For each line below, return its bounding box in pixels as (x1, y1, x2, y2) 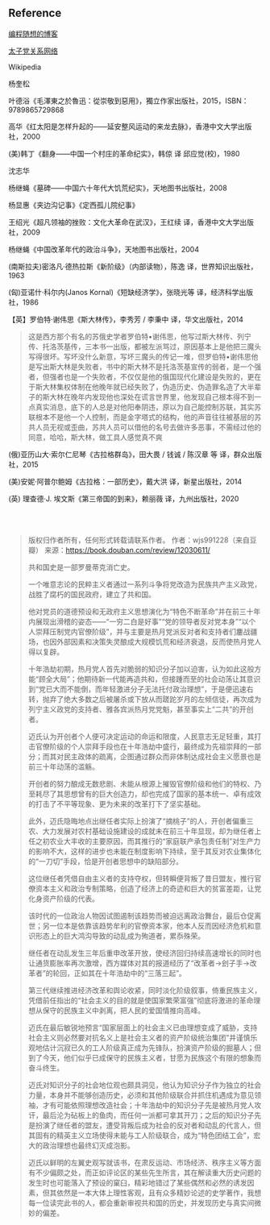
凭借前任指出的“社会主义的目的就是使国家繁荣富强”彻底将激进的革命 (27, 995, 254, 1005)
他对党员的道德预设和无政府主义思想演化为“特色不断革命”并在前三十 (27, 606, 254, 616)
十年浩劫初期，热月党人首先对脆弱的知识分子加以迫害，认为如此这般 (27, 664, 255, 674)
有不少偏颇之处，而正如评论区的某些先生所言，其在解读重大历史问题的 (27, 1168, 262, 1177)
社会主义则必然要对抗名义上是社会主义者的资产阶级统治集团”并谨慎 (27, 1032, 251, 1042)
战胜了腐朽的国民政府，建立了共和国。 (27, 589, 156, 599)
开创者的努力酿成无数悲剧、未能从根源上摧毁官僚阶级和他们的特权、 (27, 779, 255, 788)
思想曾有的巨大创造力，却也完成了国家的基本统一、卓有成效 (63, 789, 262, 799)
